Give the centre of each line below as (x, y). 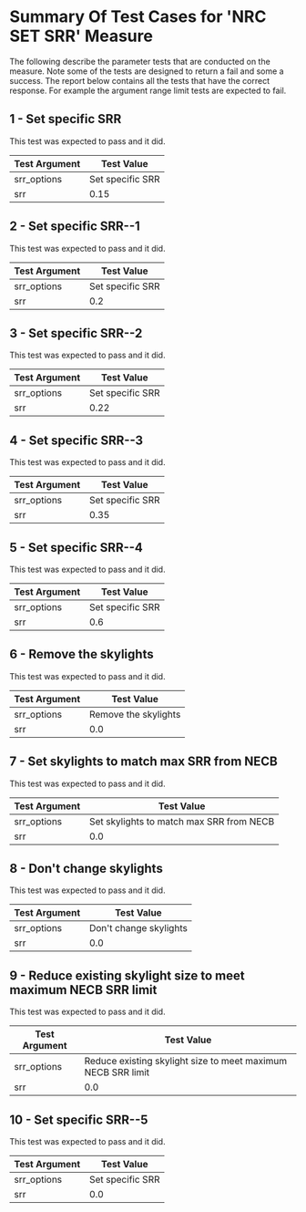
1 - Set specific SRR (66, 119)
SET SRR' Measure (81, 36)
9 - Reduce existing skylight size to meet (127, 975)
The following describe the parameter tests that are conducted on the (140, 61)
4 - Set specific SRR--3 (76, 440)
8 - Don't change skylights (87, 869)
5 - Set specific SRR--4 (76, 548)
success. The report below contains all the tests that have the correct (140, 80)
